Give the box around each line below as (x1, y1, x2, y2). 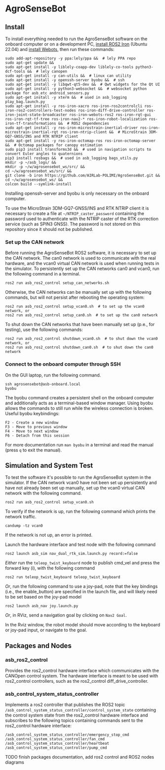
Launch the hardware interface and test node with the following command (5, 542, 156, 548)
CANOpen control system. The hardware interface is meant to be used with (5, 673, 159, 679)
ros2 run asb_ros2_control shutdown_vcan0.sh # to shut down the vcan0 (5, 336, 158, 341)
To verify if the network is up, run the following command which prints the (5, 508, 156, 514)
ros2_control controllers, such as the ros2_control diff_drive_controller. (5, 678, 149, 684)
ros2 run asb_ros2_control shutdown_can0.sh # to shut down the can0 (5, 345, 154, 350)
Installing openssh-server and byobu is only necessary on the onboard (5, 190, 149, 196)
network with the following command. (5, 490, 82, 496)
